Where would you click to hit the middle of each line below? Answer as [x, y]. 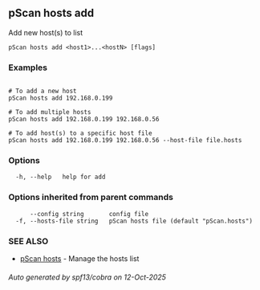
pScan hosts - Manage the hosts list [79, 259]
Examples [28, 67]
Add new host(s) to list [46, 32]
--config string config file [89, 214]
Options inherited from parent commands [91, 198]
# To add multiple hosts [50, 112]
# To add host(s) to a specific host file [80, 133]
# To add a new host [43, 92]
